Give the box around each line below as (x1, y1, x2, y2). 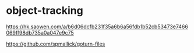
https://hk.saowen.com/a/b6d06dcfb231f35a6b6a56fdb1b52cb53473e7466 (6, 23, 188, 30)
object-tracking (6, 4, 83, 17)
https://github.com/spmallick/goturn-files (6, 40, 105, 47)
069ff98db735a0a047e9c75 (6, 29, 74, 36)
